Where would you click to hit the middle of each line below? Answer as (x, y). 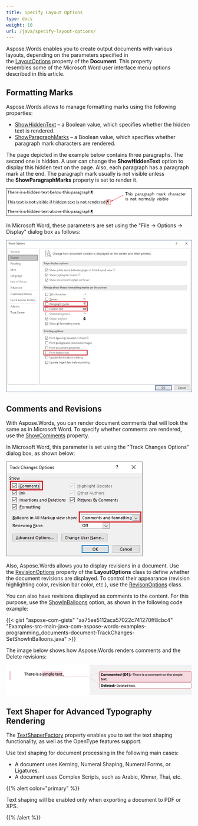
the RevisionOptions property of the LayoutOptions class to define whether (98, 572)
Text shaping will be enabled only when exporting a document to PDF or (94, 800)
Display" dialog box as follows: (43, 232)
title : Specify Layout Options (44, 12)
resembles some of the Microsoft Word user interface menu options (88, 67)
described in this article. (35, 74)
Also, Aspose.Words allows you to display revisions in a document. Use (93, 566)
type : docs (19, 19)
